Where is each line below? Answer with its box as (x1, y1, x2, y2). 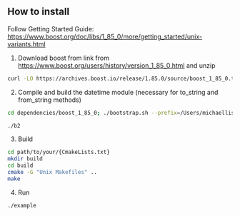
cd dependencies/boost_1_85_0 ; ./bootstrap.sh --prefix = (7, 109, 181, 116)
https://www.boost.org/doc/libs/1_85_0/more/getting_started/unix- (7, 32, 202, 41)
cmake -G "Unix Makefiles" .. (7, 169, 98, 176)
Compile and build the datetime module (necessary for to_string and (17, 88, 219, 96)
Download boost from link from (17, 53, 109, 62)
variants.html (7, 39, 46, 48)
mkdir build (7, 155, 43, 163)
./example (7, 202, 37, 209)
